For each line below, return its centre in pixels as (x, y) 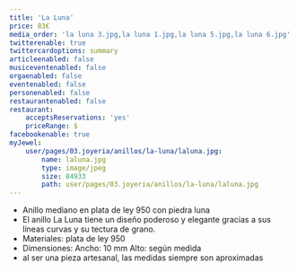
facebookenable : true (50, 135)
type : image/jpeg (74, 168)
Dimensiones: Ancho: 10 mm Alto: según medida (112, 249)
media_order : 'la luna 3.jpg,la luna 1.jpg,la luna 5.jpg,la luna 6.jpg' (150, 34)
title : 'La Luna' (42, 18)
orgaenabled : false (46, 76)
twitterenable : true (48, 43)
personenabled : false (50, 92)
